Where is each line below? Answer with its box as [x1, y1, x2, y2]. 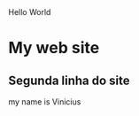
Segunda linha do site [8, 73, 130, 88]
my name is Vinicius [8, 97, 81, 107]
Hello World [8, 7, 51, 17]
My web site [8, 38, 100, 58]
